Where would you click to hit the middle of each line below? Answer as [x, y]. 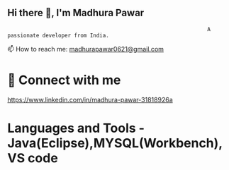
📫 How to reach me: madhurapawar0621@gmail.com [86, 49]
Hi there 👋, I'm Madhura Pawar [76, 13]
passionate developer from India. [58, 35]
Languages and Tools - [76, 128]
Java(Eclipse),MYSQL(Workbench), [115, 143]
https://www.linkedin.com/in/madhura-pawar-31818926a [90, 99]
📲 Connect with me [64, 80]
